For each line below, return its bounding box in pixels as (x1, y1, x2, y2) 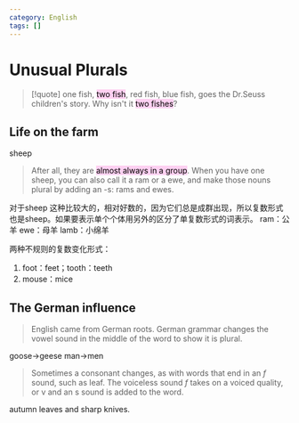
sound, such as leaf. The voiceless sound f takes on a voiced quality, (30, 378, 284, 388)
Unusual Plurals (9, 60, 128, 80)
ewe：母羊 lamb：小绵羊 (19, 224, 109, 236)
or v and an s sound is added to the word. (30, 386, 184, 397)
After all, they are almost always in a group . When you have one (30, 166, 265, 176)
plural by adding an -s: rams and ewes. (30, 184, 174, 195)
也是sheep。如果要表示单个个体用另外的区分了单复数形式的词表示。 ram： (9, 214, 282, 224)
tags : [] (9, 21, 42, 30)
